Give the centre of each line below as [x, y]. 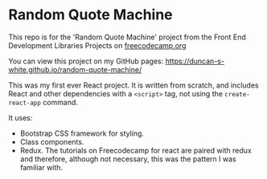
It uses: [21, 117]
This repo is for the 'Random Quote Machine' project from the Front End [127, 37]
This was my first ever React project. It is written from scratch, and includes [133, 85]
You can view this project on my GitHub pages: [86, 61]
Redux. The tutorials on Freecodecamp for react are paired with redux [136, 150]
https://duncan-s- [195, 61]
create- [238, 94]
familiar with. [41, 167]
